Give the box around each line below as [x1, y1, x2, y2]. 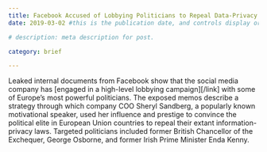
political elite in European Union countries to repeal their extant [8, 118, 215, 127]
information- [215, 118, 257, 127]
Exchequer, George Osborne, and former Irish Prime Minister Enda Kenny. [8, 135, 250, 145]
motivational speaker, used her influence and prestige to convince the [8, 110, 237, 120]
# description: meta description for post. [8, 33, 155, 41]
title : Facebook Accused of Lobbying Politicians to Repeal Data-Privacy [8, 11, 258, 20]
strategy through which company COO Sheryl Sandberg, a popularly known [8, 101, 256, 111]
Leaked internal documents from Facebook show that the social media [8, 76, 238, 85]
